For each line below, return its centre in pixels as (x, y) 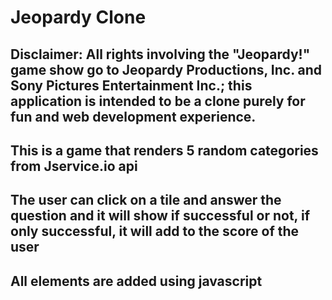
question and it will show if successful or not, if (160, 216)
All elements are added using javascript (136, 281)
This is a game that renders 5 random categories (164, 150)
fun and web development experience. (133, 116)
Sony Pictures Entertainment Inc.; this (131, 85)
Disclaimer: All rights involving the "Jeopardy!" (160, 54)
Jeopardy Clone (78, 17)
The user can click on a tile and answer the (146, 200)
